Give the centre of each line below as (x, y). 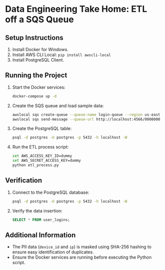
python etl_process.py (35, 165)
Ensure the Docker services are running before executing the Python (82, 257)
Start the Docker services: (39, 87)
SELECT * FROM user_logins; (41, 220)
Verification (24, 180)
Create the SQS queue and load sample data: (58, 105)
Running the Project (36, 75)
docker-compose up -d (34, 96)
